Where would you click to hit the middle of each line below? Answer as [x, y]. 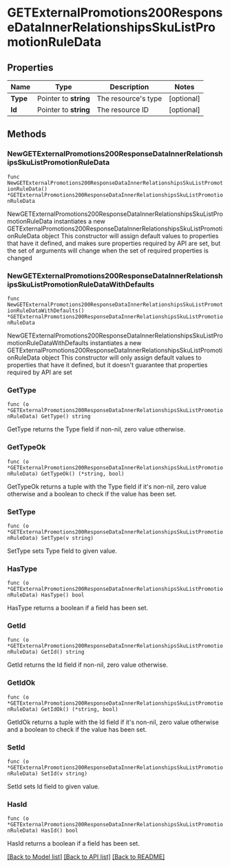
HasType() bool [63, 595]
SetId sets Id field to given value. [53, 787]
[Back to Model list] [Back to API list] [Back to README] [86, 857]
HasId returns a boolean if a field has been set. [73, 844]
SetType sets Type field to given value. [62, 551]
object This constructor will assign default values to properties [130, 235]
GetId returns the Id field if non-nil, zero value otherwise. [88, 665]
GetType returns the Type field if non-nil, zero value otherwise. [96, 429]
